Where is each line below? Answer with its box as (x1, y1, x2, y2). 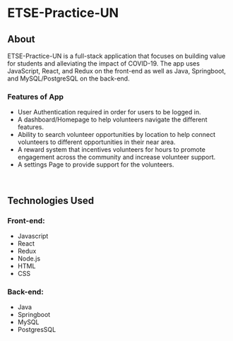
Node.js (17, 254, 41, 263)
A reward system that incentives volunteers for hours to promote (17, 145, 206, 154)
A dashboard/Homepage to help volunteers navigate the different (17, 115, 208, 124)
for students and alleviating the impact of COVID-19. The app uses (7, 59, 200, 68)
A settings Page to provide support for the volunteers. (17, 160, 174, 169)
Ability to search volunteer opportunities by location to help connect (17, 131, 215, 139)
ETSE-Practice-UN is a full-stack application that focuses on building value (7, 52, 226, 60)
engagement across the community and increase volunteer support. (17, 153, 216, 162)
